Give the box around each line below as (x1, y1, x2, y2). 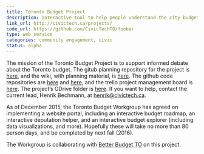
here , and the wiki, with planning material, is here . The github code (6, 72, 173, 79)
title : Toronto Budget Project (6, 8, 86, 15)
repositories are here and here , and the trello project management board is (6, 78, 193, 85)
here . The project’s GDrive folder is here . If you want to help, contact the (6, 85, 187, 92)
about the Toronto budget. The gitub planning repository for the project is (6, 65, 190, 73)
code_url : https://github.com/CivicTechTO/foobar (6, 25, 135, 32)
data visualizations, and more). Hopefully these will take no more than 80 (6, 122, 189, 130)
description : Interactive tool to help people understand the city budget (6, 15, 200, 21)
